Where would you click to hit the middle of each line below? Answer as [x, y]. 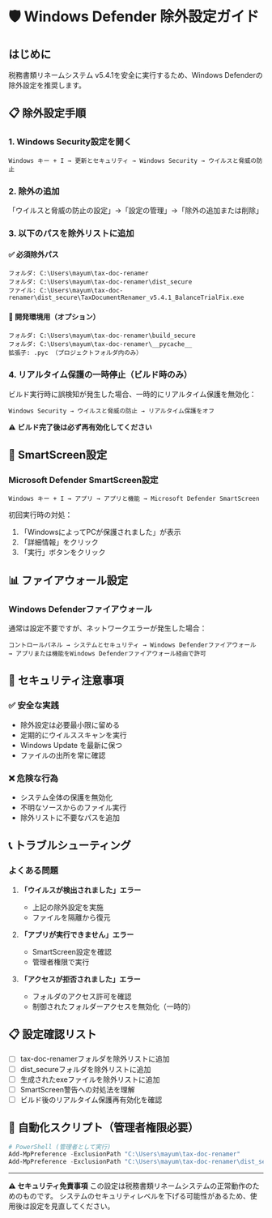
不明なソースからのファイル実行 [73, 807]
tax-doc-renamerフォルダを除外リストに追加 [95, 1059]
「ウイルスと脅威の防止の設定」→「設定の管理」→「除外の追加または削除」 [136, 210]
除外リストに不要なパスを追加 [70, 817]
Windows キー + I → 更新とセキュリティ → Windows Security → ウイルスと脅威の [133, 160]
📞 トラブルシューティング [70, 846]
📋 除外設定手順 [47, 113]
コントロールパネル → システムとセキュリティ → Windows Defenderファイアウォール [132, 645]
